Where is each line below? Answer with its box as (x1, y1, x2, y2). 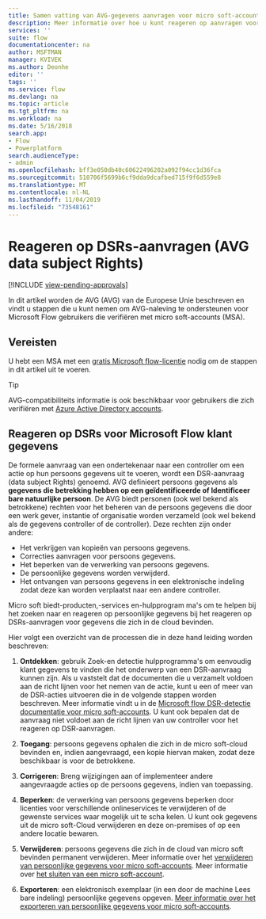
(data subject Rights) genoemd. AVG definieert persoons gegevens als (8, 477, 238, 486)
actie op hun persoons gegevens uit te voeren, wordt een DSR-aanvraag (8, 468, 245, 478)
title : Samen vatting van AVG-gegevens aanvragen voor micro (8, 11, 215, 20)
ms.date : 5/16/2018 (8, 122, 73, 130)
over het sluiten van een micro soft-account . (19, 869, 165, 879)
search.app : (8, 129, 47, 137)
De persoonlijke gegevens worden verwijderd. (19, 568, 170, 578)
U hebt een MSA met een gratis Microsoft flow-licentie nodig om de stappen (8, 357, 257, 366)
